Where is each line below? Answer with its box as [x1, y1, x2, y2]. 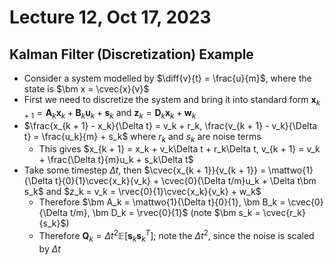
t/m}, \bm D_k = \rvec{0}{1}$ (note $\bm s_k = [69, 207, 261, 219]
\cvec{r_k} [262, 207, 306, 219]
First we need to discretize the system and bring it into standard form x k [23, 94, 321, 108]
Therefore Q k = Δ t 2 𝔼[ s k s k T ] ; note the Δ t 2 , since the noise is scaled [38, 228, 315, 244]
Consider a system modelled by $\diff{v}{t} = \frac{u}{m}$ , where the [23, 72, 312, 84]
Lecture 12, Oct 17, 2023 [9, 6, 212, 29]
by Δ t [38, 242, 61, 255]
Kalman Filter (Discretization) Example [9, 46, 254, 63]
